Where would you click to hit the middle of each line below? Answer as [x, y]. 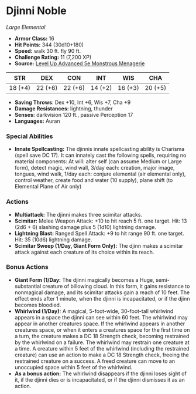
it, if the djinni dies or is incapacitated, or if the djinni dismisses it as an [100, 379]
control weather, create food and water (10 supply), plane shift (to [94, 180]
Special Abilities [30, 136]
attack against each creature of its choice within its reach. [84, 252]
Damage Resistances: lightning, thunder [63, 108]
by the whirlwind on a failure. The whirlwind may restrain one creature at [102, 342]
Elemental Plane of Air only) [48, 187]
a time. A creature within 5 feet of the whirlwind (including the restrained [102, 348]
